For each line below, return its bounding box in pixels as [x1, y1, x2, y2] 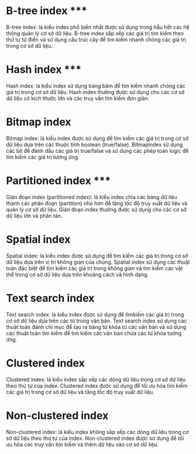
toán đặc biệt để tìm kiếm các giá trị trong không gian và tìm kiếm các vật [6, 264, 183, 271]
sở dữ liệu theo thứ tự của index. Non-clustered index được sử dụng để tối [6, 435, 184, 442]
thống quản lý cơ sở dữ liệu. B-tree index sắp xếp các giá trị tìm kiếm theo [6, 29, 184, 36]
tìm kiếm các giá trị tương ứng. [6, 153, 80, 160]
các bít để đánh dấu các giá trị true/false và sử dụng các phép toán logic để [6, 147, 189, 154]
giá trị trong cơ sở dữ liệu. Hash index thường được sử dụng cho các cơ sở [6, 88, 185, 95]
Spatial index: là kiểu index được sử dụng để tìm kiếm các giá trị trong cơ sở [6, 252, 188, 259]
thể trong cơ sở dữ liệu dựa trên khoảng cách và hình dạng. [6, 271, 149, 278]
